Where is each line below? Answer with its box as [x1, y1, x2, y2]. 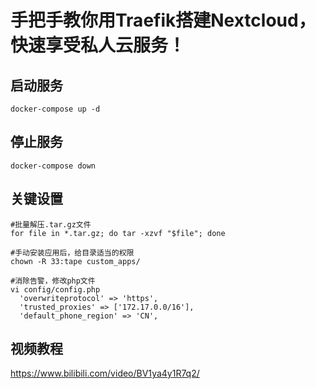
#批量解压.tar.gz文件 [10, 219, 92, 230]
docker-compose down [10, 161, 97, 171]
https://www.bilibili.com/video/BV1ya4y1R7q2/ [10, 367, 200, 380]
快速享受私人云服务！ [10, 34, 187, 57]
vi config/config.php [10, 284, 101, 295]
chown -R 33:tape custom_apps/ [10, 256, 141, 266]
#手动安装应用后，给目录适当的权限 [10, 247, 135, 258]
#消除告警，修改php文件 [10, 276, 96, 286]
